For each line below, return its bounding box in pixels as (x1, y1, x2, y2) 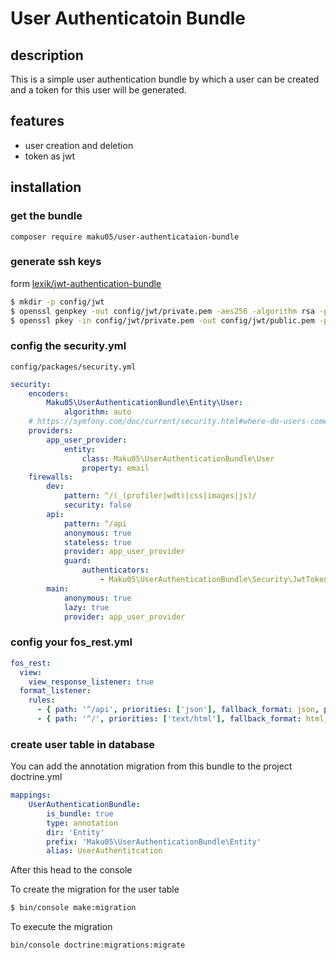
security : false (63, 500, 132, 511)
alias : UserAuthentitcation (46, 846, 163, 856)
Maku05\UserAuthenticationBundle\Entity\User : (46, 398, 244, 408)
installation (10, 179, 82, 196)
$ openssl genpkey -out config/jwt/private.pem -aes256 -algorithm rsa (10, 306, 315, 316)
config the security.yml (10, 339, 127, 353)
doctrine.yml (10, 771, 63, 783)
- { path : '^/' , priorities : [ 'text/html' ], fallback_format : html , (36, 714, 329, 724)
